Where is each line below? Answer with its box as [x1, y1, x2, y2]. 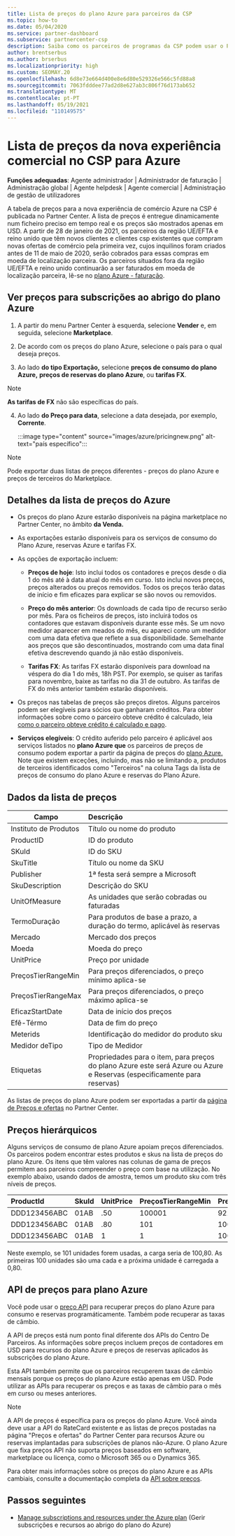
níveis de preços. [7, 1179, 57, 1188]
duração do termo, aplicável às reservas [88, 921, 220, 931]
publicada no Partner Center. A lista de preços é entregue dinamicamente [7, 211, 220, 220]
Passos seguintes [7, 1495, 86, 1507]
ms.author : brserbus [7, 56, 68, 63]
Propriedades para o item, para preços [88, 1052, 215, 1062]
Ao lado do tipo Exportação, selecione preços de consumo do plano [17, 363, 218, 371]
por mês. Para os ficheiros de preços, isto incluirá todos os [27, 611, 198, 620]
